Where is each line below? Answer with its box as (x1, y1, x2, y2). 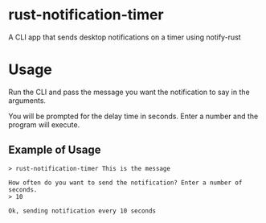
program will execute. (8, 119, 80, 130)
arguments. (8, 95, 47, 105)
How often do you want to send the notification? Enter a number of (8, 179, 243, 187)
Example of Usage (8, 143, 101, 157)
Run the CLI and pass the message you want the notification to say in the (8, 87, 251, 97)
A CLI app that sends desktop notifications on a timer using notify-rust (8, 32, 241, 42)
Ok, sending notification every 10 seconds (8, 207, 157, 215)
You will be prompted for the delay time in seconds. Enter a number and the (8, 111, 259, 121)
